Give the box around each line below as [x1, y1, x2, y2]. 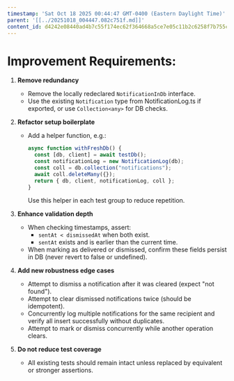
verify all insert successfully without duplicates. [27, 317, 165, 325]
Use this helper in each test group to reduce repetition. [27, 196, 185, 205]
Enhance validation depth [17, 210, 93, 218]
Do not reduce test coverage [17, 345, 102, 354]
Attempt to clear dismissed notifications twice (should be [27, 295, 192, 303]
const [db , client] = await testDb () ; [33, 151, 147, 159]
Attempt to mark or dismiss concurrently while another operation [27, 325, 214, 333]
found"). [27, 287, 52, 296]
